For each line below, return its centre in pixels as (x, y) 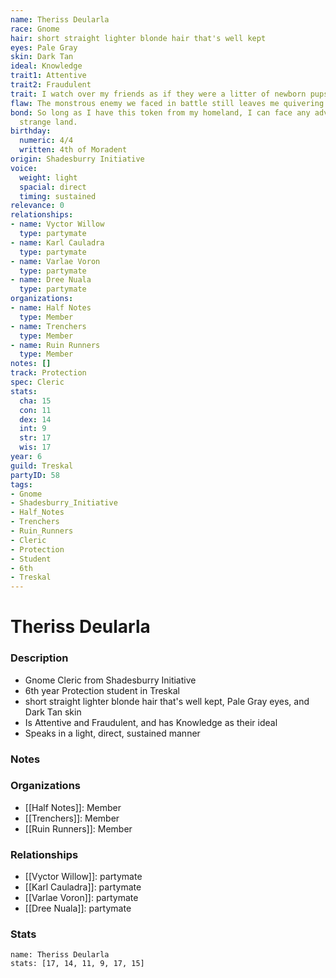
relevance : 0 (37, 206)
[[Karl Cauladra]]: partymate (83, 887)
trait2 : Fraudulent (51, 85)
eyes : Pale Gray (44, 47)
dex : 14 (35, 419)
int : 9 (33, 429)
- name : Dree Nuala (51, 280)
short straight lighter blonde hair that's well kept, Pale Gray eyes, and (167, 701)
